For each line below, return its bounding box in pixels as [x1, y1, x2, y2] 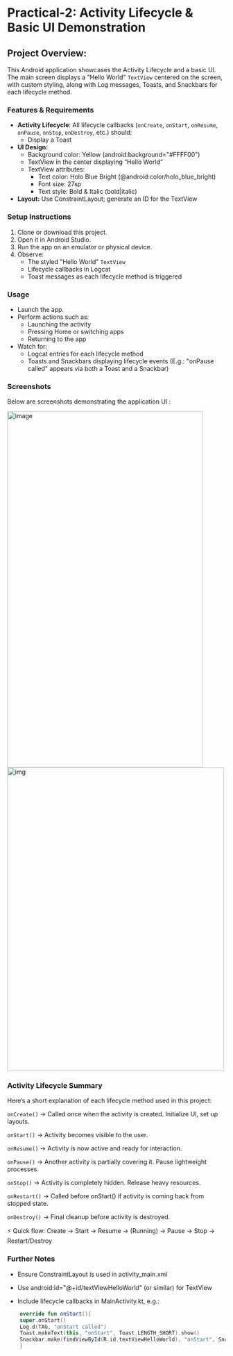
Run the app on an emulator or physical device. [17, 242, 153, 251]
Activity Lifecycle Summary [7, 1081, 103, 1091]
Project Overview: [7, 47, 87, 59]
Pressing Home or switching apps [27, 327, 125, 336]
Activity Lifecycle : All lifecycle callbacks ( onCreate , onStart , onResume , [17, 121, 218, 129]
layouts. [7, 1117, 30, 1126]
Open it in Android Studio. [17, 235, 92, 244]
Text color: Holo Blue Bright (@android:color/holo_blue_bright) [37, 172, 216, 181]
